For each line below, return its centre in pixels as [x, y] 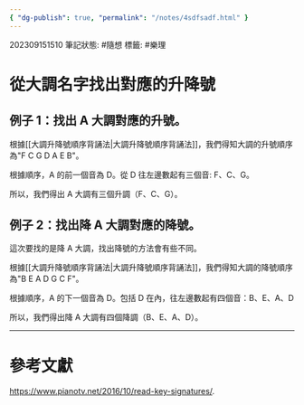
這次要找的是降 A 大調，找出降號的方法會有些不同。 [105, 249]
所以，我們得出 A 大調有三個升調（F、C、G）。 [96, 193]
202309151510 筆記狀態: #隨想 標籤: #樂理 [88, 44]
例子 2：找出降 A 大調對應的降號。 [105, 226]
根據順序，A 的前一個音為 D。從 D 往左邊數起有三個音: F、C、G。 [132, 174]
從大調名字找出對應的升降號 [113, 85]
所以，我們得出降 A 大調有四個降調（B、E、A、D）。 [106, 317]
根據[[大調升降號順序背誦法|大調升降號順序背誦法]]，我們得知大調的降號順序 [152, 268]
